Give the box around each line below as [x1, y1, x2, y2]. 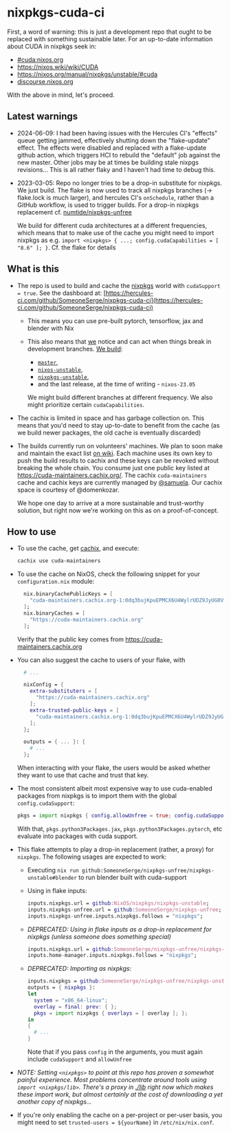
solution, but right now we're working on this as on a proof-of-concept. [16, 506, 219, 514]
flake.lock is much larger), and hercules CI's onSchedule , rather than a [16, 193, 214, 201]
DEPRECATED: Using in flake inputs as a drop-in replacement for [27, 925, 212, 933]
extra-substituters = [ [30, 687, 98, 695]
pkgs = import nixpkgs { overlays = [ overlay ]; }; [33, 1009, 188, 1017]
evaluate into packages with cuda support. [16, 832, 138, 840]
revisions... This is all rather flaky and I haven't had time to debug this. [16, 165, 216, 173]
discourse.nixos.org [16, 77, 74, 85]
